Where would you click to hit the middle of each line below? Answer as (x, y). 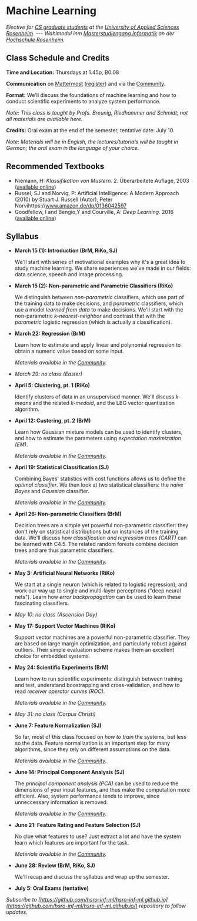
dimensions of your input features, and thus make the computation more (102, 790)
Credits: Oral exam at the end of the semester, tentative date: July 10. (90, 130)
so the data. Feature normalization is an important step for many (92, 743)
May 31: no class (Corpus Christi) (55, 714)
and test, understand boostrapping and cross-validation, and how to (97, 685)
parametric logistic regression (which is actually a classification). (93, 322)
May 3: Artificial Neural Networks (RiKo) (65, 573)
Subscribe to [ (23, 900)
